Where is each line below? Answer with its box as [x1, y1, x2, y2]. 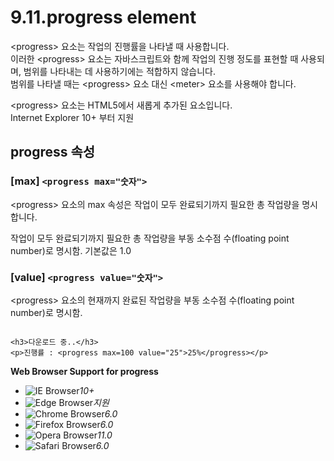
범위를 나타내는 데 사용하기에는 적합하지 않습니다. [23, 65, 216, 77]
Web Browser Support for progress [10, 365, 159, 377]
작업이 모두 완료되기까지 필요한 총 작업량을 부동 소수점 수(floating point [10, 232, 290, 244]
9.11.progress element [10, 6, 197, 29]
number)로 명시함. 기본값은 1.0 [10, 244, 132, 256]
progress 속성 [10, 144, 96, 161]
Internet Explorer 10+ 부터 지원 [10, 111, 135, 123]
